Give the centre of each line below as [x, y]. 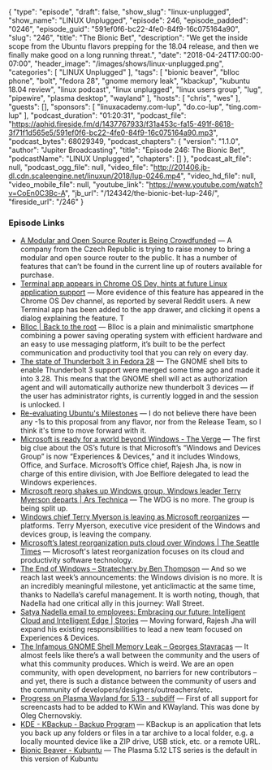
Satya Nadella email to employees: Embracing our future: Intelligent [133, 612]
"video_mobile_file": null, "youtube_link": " [79, 185]
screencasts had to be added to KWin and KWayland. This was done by [140, 707]
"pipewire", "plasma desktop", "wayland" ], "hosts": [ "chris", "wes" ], [125, 98]
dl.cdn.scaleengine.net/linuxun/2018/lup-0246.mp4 [95, 176]
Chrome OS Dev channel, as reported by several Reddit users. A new [135, 301]
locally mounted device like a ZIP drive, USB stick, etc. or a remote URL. [140, 742]
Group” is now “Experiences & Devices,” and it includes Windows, [130, 457]
